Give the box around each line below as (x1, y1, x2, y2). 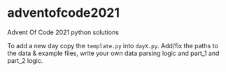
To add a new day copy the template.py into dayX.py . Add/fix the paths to (7, 41, 218, 50)
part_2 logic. (7, 56, 43, 64)
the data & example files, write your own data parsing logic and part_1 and (7, 49, 220, 57)
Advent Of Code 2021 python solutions (7, 28, 119, 36)
